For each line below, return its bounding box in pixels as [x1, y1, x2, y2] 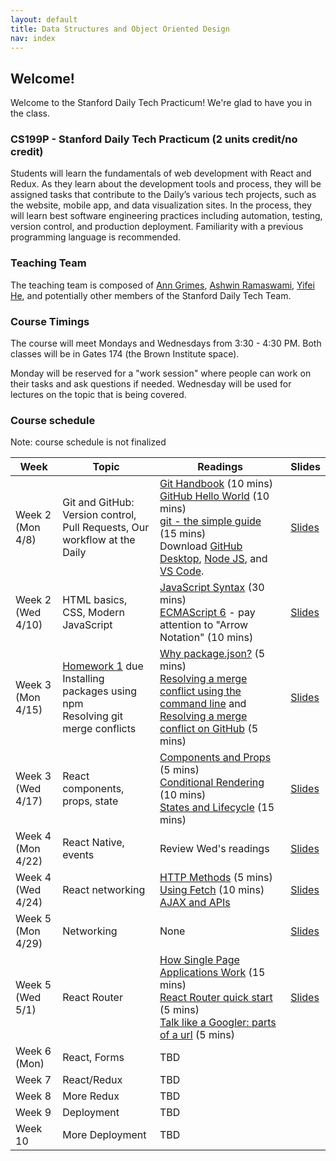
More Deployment [62, 1128, 147, 1142]
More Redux [62, 1089, 120, 1103]
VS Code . [159, 564, 205, 578]
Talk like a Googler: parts [159, 1016, 277, 1030]
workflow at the [62, 533, 136, 547]
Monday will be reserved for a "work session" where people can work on [10, 367, 312, 380]
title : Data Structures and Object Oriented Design [10, 24, 230, 34]
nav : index [10, 33, 56, 43]
